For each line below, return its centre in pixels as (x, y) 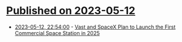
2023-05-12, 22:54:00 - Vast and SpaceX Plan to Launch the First (95, 27)
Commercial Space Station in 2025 (57, 33)
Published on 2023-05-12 (71, 11)
